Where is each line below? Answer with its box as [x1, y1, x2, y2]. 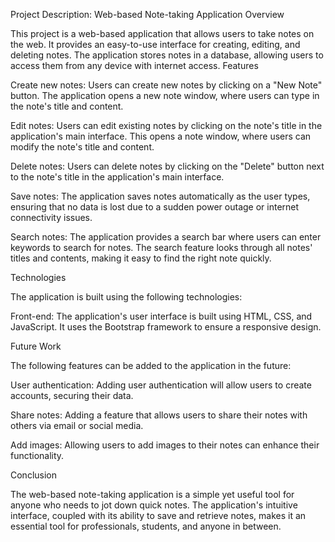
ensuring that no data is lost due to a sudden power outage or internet [10, 201, 300, 213]
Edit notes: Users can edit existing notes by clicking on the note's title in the [10, 120, 323, 131]
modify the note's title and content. [10, 141, 155, 153]
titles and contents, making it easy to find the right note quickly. [10, 252, 272, 264]
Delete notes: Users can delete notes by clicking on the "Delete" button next [10, 160, 325, 172]
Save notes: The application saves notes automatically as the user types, [10, 190, 311, 202]
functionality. [10, 450, 65, 461]
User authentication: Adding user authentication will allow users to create [10, 379, 312, 391]
